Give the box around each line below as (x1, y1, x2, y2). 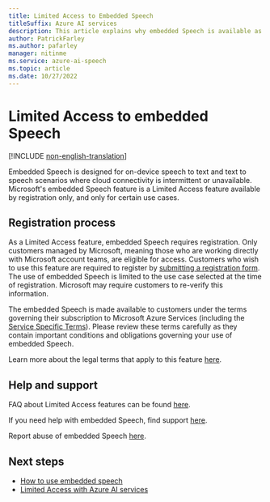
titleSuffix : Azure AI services (8, 19, 117, 28)
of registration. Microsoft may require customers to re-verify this (8, 280, 224, 290)
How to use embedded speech (19, 476, 123, 486)
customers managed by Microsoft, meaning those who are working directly (8, 246, 259, 256)
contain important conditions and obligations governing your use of (8, 330, 233, 340)
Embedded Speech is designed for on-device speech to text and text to (8, 167, 247, 177)
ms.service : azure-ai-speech (8, 57, 107, 66)
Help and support (8, 378, 99, 392)
